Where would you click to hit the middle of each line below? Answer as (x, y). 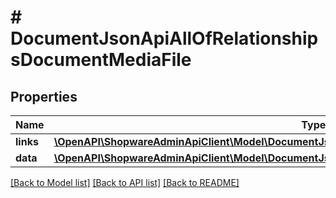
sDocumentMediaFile (101, 60)
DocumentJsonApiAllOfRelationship (164, 38)
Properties (44, 96)
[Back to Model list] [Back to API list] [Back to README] (125, 182)
